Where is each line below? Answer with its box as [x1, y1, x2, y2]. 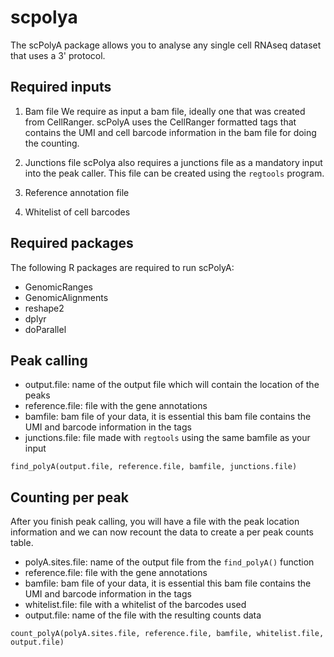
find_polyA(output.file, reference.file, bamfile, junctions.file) [10, 462, 298, 472]
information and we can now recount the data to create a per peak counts [10, 526, 314, 538]
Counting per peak [10, 489, 129, 506]
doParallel [24, 323, 67, 335]
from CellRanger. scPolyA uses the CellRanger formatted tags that [24, 116, 297, 128]
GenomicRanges [24, 281, 93, 293]
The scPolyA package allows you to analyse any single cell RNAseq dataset [10, 39, 322, 51]
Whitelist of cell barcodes [24, 206, 131, 218]
